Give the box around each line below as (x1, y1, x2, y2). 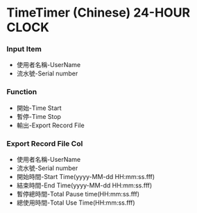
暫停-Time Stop (16, 112, 62, 120)
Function (6, 87, 37, 97)
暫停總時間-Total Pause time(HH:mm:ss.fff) (16, 190, 140, 198)
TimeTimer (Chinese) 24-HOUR (6, 5, 191, 21)
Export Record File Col (6, 138, 83, 148)
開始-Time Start (16, 104, 62, 112)
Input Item (6, 44, 42, 54)
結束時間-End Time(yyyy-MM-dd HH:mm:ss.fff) (16, 181, 153, 189)
